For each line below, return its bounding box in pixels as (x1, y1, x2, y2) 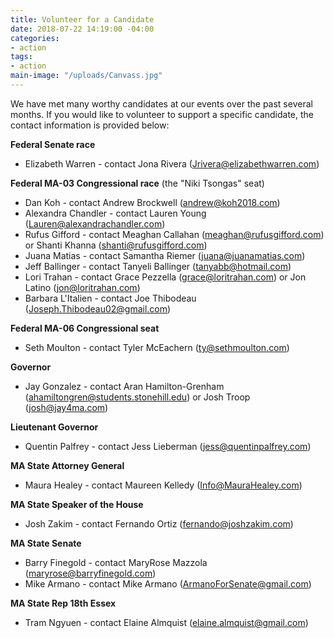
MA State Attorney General (10, 459, 125, 471)
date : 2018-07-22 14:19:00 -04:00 (10, 24, 155, 34)
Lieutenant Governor (10, 421, 99, 433)
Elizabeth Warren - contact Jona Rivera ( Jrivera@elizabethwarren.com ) (24, 157, 320, 170)
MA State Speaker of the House (10, 498, 144, 510)
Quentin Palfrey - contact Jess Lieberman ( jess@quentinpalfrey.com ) (24, 440, 312, 452)
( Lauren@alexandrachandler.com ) (24, 217, 166, 230)
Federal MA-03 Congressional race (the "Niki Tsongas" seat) (10, 177, 265, 189)
